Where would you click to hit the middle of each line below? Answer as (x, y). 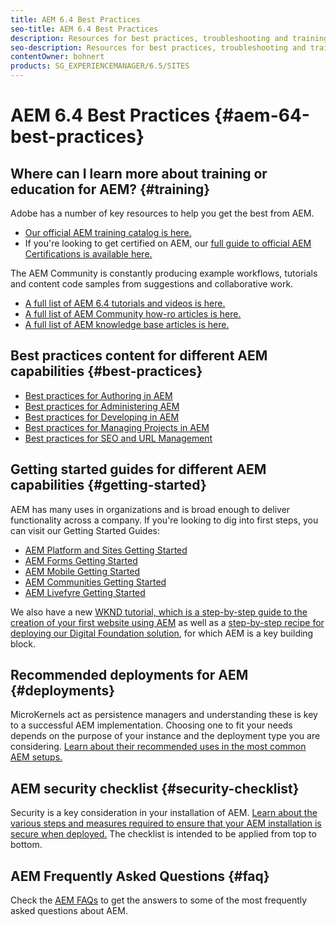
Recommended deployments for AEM (129, 675)
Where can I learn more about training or (139, 173)
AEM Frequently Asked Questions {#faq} (140, 876)
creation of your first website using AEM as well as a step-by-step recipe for (167, 622)
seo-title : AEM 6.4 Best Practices (84, 29)
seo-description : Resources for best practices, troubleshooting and (158, 47)
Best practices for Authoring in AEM (98, 395)
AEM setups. (36, 757)
